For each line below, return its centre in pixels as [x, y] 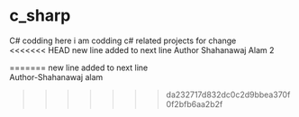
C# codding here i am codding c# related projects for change [123, 40]
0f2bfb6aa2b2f [195, 103]
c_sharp [40, 16]
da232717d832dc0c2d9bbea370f [228, 94]
